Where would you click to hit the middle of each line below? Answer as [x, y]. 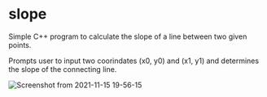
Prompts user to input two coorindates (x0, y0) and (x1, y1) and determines [133, 61]
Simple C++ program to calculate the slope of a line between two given [128, 36]
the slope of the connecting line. [63, 69]
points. [20, 44]
